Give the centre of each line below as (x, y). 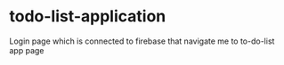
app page (27, 50)
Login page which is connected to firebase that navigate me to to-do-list (142, 41)
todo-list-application (88, 16)
